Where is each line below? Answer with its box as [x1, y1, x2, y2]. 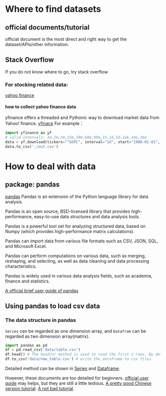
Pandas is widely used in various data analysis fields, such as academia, [5, 273, 153, 278]
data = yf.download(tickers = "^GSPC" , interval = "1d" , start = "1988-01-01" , [5, 140, 161, 145]
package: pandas [5, 180, 60, 189]
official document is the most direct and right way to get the [5, 36, 127, 42]
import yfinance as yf [5, 130, 52, 135]
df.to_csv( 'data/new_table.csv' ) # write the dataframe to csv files [5, 356, 152, 361]
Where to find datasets [5, 3, 101, 15]
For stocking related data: [5, 81, 68, 88]
